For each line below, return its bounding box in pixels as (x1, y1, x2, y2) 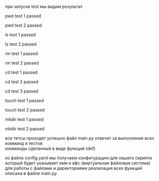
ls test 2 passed (5, 41, 37, 47)
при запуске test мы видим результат (5, 4, 83, 9)
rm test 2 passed (5, 60, 39, 66)
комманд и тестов (5, 140, 43, 146)
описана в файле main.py (5, 170, 57, 176)
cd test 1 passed (5, 69, 38, 75)
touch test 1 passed (5, 98, 44, 103)
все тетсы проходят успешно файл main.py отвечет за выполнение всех (5, 135, 155, 141)
